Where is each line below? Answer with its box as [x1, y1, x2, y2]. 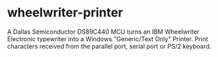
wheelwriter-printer [7, 5, 123, 21]
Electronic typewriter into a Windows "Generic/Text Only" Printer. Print [7, 34, 209, 43]
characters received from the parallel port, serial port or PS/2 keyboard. [7, 42, 212, 50]
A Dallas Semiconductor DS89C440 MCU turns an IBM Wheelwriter [7, 27, 200, 36]
